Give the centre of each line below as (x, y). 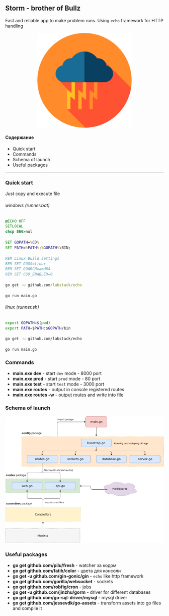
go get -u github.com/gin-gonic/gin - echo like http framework (78, 576)
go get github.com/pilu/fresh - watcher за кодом (64, 565)
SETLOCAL (14, 226)
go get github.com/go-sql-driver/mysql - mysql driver (70, 598)
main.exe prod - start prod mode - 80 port (56, 379)
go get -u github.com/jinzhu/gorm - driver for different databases (81, 592)
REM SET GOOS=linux (26, 264)
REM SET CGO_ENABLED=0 (29, 274)
